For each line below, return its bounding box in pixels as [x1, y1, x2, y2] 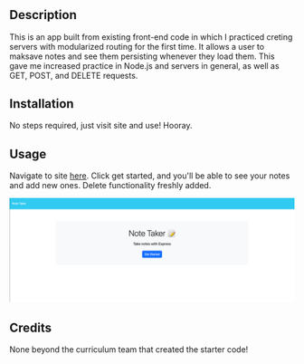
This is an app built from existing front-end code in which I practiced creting [9, 31, 293, 43]
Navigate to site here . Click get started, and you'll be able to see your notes [9, 170, 290, 181]
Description [9, 7, 77, 23]
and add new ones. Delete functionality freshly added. [9, 180, 212, 191]
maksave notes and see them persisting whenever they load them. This [9, 51, 275, 62]
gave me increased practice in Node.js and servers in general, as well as [9, 60, 280, 71]
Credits [9, 320, 52, 335]
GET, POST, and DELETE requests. [9, 70, 138, 81]
